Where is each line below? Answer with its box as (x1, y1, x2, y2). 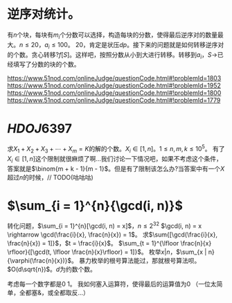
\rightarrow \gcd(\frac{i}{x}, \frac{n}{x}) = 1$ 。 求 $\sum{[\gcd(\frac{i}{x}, (7, 230, 218, 239)
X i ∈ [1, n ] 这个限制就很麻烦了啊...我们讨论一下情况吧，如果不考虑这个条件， (7, 154, 223, 164)
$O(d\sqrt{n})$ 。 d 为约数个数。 (7, 265, 97, 274)
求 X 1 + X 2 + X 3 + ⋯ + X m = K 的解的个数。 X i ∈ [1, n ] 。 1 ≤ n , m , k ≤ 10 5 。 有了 (7, 144, 225, 155)
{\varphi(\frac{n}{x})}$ (7, 257, 71, 265)
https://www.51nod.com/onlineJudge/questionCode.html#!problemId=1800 (7, 89, 222, 97)
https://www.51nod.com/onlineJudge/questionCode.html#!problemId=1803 (7, 74, 222, 83)
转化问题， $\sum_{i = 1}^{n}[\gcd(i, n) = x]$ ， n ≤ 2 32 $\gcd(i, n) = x (7, 220, 202, 230)
